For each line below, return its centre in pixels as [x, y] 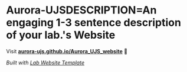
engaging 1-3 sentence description [94, 23]
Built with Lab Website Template [45, 63]
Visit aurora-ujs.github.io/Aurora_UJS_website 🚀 [67, 51]
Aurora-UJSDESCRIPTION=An [81, 10]
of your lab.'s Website [61, 35]
